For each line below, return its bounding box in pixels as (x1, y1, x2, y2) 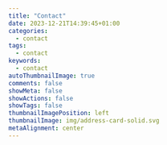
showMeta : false (8, 86, 63, 95)
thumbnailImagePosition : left (8, 110, 110, 118)
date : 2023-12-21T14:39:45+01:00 (8, 19, 120, 27)
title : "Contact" (8, 11, 67, 20)
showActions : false (8, 94, 74, 102)
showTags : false (8, 101, 63, 110)
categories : (8, 27, 48, 35)
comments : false (8, 79, 63, 87)
